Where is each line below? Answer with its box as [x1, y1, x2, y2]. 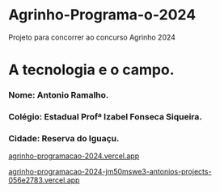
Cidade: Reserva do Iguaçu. [8, 132, 120, 144]
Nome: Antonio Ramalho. [8, 90, 109, 101]
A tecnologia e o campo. [8, 61, 176, 79]
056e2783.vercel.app [8, 175, 80, 185]
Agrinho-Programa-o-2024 [8, 6, 197, 24]
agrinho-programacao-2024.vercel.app [8, 151, 140, 161]
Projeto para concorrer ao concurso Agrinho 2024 [8, 32, 176, 42]
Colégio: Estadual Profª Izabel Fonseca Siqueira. [8, 111, 202, 122]
